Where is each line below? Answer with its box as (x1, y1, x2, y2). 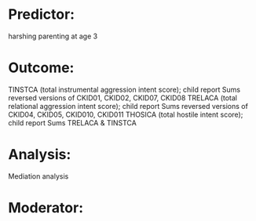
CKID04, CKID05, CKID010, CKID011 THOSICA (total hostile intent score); (8, 110, 243, 119)
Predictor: (8, 5, 75, 24)
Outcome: (8, 59, 75, 77)
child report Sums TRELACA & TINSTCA (8, 118, 137, 127)
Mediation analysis (8, 171, 69, 181)
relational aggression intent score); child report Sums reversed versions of (8, 101, 249, 110)
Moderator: (8, 199, 84, 216)
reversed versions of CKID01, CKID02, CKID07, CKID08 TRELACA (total (8, 92, 238, 103)
